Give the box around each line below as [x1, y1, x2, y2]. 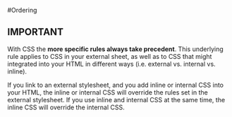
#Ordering [7, 6, 37, 14]
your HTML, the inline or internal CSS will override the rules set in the [7, 88, 208, 97]
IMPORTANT [7, 26, 63, 38]
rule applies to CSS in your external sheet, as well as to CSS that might [7, 52, 212, 60]
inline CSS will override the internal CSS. [7, 103, 125, 111]
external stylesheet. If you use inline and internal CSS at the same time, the [7, 95, 226, 104]
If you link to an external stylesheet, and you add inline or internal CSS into [7, 81, 224, 89]
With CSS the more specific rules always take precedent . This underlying [7, 45, 224, 53]
